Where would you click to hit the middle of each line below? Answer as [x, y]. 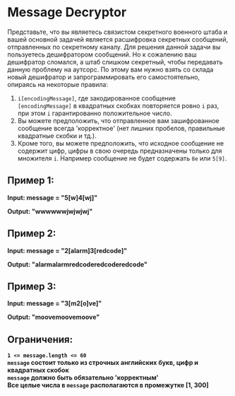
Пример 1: [31, 181]
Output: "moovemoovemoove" [54, 317]
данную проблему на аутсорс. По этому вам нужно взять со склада [110, 69]
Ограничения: [40, 339]
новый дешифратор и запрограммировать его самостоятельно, [103, 77]
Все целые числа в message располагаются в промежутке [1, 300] [108, 385]
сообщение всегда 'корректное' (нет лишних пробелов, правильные [121, 128]
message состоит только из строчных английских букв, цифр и [103, 363]
